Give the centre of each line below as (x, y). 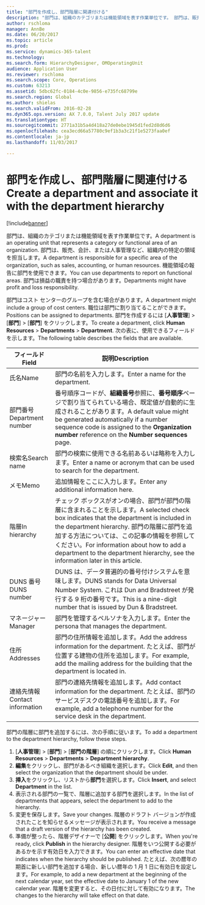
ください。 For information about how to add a (120, 545)
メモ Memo (25, 485)
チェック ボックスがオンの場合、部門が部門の (120, 500)
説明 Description (125, 358)
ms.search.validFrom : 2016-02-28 (49, 108)
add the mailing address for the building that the (123, 663)
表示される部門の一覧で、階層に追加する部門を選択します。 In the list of (104, 793)
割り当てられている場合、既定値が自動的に (128, 402)
